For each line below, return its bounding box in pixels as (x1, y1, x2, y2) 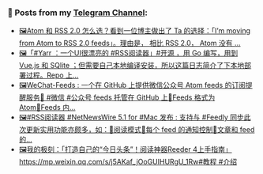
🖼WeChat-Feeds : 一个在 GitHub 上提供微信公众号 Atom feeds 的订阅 (18, 81, 246, 90)
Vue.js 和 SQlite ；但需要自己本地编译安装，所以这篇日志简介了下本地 (18, 61, 245, 70)
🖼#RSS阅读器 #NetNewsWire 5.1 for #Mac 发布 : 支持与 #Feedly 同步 (18, 112, 244, 122)
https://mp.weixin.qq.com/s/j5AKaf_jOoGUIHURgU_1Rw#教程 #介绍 (18, 157, 238, 167)
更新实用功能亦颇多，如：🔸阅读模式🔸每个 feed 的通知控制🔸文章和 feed (25, 125, 255, 134)
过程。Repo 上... (25, 70, 79, 80)
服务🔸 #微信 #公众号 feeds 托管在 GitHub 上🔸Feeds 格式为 (25, 93, 216, 102)
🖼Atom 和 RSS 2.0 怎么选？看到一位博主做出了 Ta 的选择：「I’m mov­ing (18, 26, 250, 36)
